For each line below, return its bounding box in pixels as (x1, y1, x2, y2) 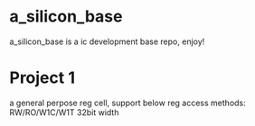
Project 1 (9, 67, 75, 88)
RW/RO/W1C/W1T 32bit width (9, 106, 119, 118)
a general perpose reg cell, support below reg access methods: (9, 97, 246, 108)
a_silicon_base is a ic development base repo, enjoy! (9, 36, 205, 47)
